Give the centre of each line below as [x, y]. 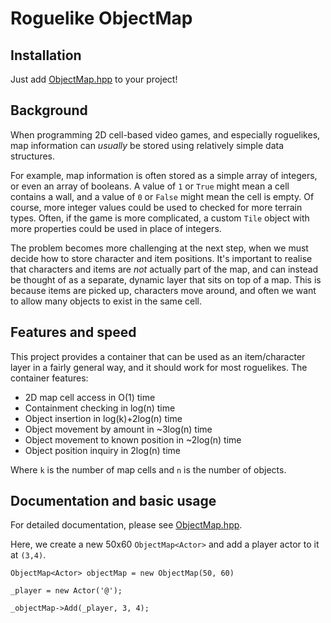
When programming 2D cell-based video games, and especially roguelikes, [165, 134]
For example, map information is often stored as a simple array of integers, [164, 175]
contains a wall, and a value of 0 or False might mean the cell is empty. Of [162, 196]
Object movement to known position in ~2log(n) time [133, 439]
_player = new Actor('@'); [66, 591]
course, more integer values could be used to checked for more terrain [156, 207]
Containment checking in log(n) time [100, 408]
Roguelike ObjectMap [101, 18]
